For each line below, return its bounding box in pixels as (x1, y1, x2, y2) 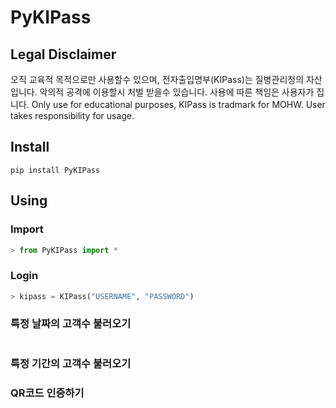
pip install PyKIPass (10, 165, 101, 175)
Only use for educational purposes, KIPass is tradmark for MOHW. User (31, 99, 326, 110)
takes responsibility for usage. (10, 110, 135, 121)
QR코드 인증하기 (10, 386, 85, 400)
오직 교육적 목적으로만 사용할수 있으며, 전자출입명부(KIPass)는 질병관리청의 (10, 74, 305, 85)
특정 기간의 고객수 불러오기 (10, 356, 132, 370)
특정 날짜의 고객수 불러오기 (10, 317, 132, 331)
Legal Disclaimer (10, 46, 117, 63)
